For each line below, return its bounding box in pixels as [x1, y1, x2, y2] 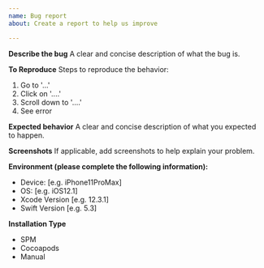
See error [19, 106, 53, 116]
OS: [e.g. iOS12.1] [19, 185, 79, 195]
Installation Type [8, 219, 67, 228]
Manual [19, 252, 46, 262]
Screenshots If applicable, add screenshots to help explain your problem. [8, 146, 255, 155]
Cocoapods [19, 243, 59, 253]
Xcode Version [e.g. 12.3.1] [19, 194, 110, 204]
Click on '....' [19, 88, 62, 98]
